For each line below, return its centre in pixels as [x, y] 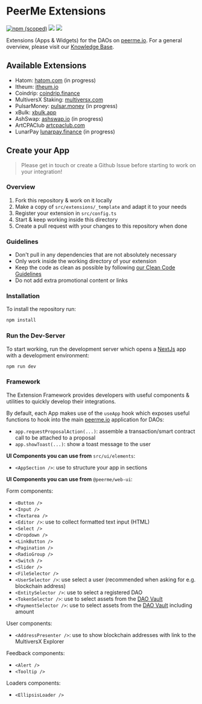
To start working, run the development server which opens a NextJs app [96, 349]
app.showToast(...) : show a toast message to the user [83, 444]
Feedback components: [36, 653]
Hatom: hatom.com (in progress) [55, 80]
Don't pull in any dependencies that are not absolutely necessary [96, 255]
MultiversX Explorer [39, 641]
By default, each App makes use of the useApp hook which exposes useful [98, 413]
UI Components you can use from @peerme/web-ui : [69, 479]
